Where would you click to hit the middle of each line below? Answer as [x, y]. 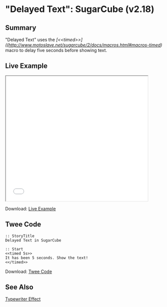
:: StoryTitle [20, 236]
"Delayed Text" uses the [30, 39]
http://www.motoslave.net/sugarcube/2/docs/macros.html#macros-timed [84, 45]
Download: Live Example [30, 208]
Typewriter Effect [23, 299]
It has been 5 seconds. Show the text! [47, 258]
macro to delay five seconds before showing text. [56, 50]
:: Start [14, 249]
